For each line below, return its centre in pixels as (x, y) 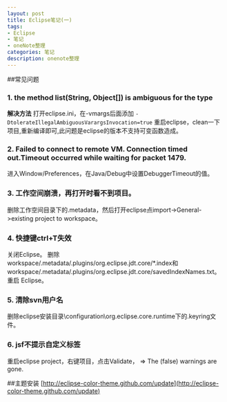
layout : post (26, 13)
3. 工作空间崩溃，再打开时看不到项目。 (71, 193)
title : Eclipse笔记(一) (40, 20)
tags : (15, 26)
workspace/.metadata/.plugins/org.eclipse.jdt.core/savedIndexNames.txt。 (114, 271)
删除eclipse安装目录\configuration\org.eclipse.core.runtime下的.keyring (109, 316)
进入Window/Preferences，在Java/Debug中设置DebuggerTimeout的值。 (110, 174)
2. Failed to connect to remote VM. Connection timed (98, 149)
